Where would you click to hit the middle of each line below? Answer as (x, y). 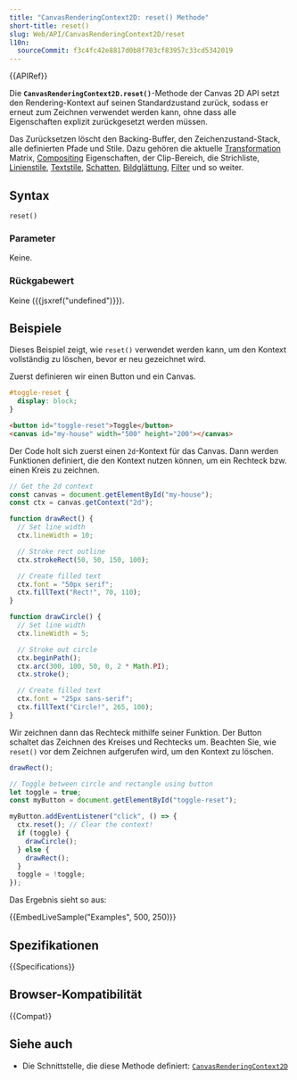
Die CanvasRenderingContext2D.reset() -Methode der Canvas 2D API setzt (144, 94)
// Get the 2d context (51, 486)
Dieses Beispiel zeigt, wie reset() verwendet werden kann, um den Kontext (148, 350)
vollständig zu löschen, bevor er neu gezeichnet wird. (108, 359)
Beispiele (36, 328)
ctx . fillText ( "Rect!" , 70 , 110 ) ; (79, 593)
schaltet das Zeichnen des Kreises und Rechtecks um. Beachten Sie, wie (143, 742)
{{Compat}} (30, 1016)
